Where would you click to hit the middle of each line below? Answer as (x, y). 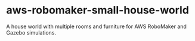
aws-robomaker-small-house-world (98, 10)
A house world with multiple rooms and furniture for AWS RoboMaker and (96, 26)
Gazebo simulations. (31, 32)
